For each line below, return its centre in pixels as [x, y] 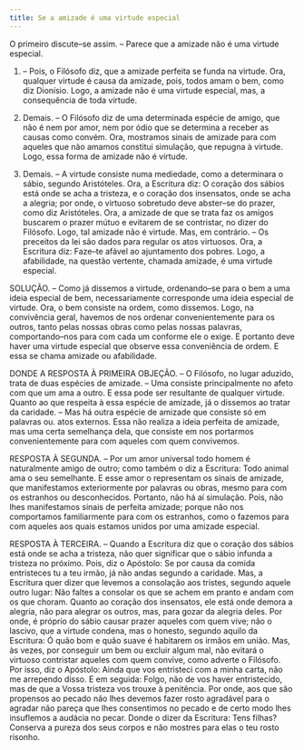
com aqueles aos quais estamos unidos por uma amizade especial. [135, 526]
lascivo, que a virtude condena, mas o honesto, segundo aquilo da [134, 630]
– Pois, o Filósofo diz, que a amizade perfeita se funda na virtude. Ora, [154, 71]
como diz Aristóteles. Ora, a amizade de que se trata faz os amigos [148, 212]
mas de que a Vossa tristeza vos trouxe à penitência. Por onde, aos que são [151, 688]
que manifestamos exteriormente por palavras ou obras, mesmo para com [148, 487]
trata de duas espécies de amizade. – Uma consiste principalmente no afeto [151, 383]
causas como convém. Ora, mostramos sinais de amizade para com [149, 136]
